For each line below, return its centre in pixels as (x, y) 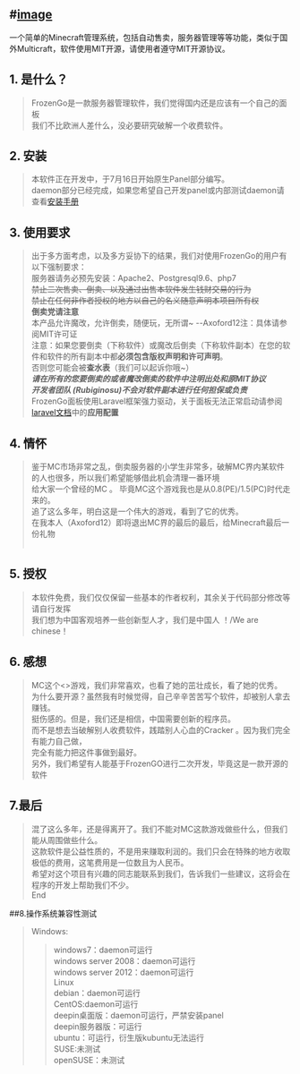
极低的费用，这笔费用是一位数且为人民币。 (110, 862)
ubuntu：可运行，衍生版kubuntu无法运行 (129, 1037)
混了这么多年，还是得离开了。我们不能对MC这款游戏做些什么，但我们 (159, 829)
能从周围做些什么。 (67, 840)
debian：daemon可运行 (97, 993)
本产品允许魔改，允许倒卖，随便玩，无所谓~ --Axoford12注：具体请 (155, 323)
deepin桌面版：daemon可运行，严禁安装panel (138, 1015)
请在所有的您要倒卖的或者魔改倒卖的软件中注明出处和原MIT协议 (149, 379)
